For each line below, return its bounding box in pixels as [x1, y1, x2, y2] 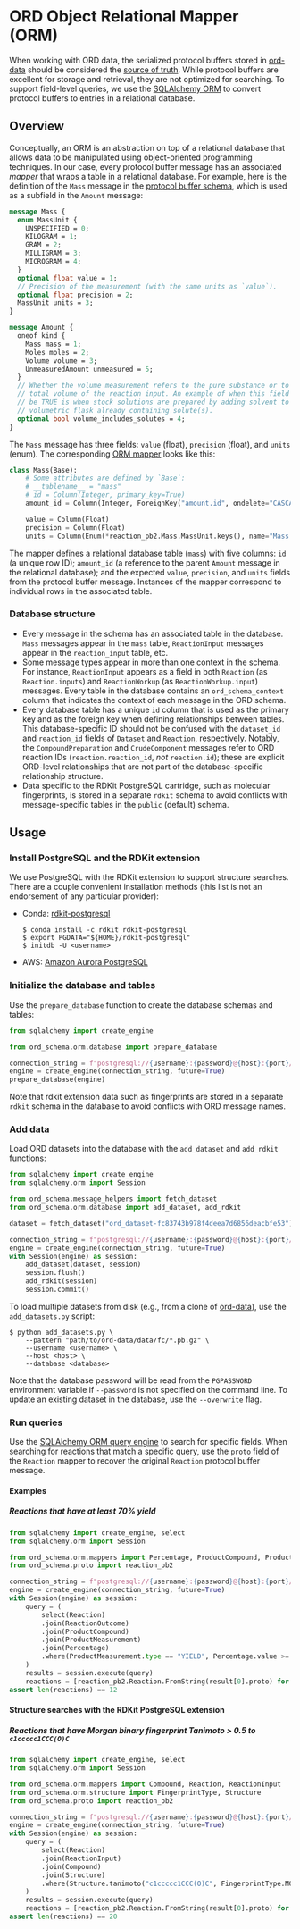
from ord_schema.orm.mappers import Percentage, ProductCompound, [9, 1553, 262, 1562]
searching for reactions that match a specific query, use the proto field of [9, 1446, 279, 1457]
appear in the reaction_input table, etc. [21, 647, 169, 658]
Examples [9, 1485, 47, 1496]
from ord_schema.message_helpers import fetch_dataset [9, 1195, 218, 1204]
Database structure [9, 608, 96, 620]
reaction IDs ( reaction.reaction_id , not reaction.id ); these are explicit [21, 751, 285, 762]
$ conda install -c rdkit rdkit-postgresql [21, 926, 187, 935]
